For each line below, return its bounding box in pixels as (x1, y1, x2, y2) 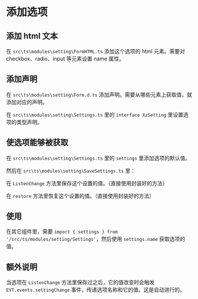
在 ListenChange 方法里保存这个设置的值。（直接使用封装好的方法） (6, 179, 168, 187)
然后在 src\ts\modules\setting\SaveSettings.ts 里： (6, 167, 136, 174)
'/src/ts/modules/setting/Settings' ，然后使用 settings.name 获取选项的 (6, 236, 186, 243)
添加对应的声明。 (6, 98, 48, 106)
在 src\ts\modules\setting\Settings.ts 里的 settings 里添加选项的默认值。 (6, 154, 191, 161)
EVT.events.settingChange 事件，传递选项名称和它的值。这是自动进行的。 (6, 286, 185, 294)
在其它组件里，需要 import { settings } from (6, 228, 118, 235)
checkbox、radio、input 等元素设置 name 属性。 (6, 55, 125, 62)
